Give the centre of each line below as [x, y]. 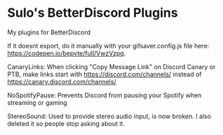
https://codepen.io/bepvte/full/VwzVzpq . [67, 53]
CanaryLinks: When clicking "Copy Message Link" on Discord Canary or [111, 66]
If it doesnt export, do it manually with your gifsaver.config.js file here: [108, 45]
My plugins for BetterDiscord [49, 32]
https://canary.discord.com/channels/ [62, 81]
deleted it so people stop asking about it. [66, 123]
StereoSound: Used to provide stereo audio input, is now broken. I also [109, 116]
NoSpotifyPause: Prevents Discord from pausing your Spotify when [104, 95]
